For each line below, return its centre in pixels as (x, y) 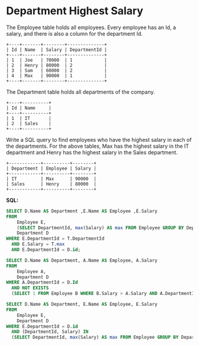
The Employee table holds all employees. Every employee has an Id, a (91, 27)
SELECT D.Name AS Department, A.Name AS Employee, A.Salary (82, 260)
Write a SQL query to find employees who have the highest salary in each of (99, 139)
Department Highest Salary (75, 11)
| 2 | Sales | (29, 123)
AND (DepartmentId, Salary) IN (50, 332)
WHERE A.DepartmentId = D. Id (42, 282)
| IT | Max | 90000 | (51, 179)
